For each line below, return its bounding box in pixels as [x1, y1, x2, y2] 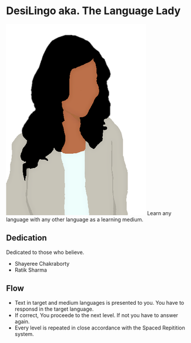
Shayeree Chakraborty [14, 260, 70, 267]
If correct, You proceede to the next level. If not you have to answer [14, 311, 178, 319]
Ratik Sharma [14, 266, 47, 273]
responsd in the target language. [14, 305, 94, 312]
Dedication [6, 233, 47, 243]
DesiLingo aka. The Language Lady [6, 4, 181, 18]
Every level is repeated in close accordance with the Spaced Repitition [14, 324, 185, 331]
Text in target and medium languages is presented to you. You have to [14, 299, 185, 306]
